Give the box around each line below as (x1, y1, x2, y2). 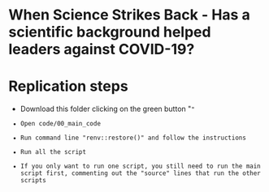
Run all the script (20, 148, 87, 156)
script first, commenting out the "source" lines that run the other (20, 169, 262, 177)
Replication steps (8, 77, 128, 96)
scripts (20, 177, 46, 185)
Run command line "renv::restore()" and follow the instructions (20, 134, 246, 143)
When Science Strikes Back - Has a (8, 6, 250, 24)
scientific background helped (8, 23, 211, 41)
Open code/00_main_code (20, 120, 102, 128)
